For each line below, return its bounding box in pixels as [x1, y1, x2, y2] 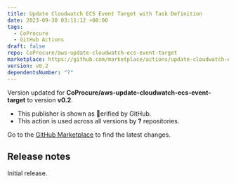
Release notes [7, 150, 71, 162]
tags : [7, 23, 23, 30]
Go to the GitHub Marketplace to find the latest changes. [7, 130, 171, 139]
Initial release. [7, 169, 48, 177]
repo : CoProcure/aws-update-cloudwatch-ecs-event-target [7, 50, 178, 57]
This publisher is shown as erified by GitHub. [17, 109, 152, 118]
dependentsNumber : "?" [7, 69, 74, 76]
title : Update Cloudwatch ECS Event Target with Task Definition [7, 10, 202, 18]
